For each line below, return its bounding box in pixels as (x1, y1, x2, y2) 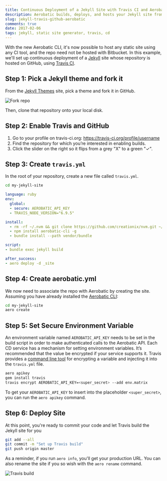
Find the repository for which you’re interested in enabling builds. (12, 140, 146, 146)
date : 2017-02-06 (5, 26, 41, 31)
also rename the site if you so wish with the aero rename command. (5, 461, 143, 467)
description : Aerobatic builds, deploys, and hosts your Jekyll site (5, 12, 153, 17)
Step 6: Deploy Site (5, 409, 66, 418)
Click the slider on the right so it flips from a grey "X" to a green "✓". (12, 145, 153, 151)
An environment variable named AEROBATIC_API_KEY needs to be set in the (5, 335, 156, 341)
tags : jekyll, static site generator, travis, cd (5, 30, 110, 35)
